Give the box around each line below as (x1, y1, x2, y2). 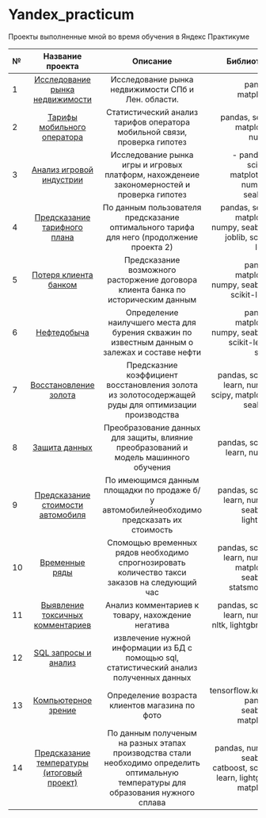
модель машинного (114, 451, 190, 463)
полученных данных (112, 672, 192, 683)
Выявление (40, 599, 85, 610)
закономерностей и (114, 179, 191, 190)
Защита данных (32, 442, 93, 453)
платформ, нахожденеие (104, 169, 200, 180)
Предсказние (126, 359, 178, 371)
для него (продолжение (106, 232, 199, 243)
